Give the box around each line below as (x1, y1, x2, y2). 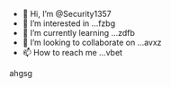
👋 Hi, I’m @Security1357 (22, 9, 112, 19)
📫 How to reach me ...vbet (22, 48, 123, 57)
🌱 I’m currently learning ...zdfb (22, 28, 135, 38)
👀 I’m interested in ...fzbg (22, 18, 115, 29)
